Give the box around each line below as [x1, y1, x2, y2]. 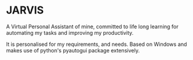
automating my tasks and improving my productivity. [6, 29, 134, 36]
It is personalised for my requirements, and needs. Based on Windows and [6, 41, 187, 48]
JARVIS [6, 4, 44, 17]
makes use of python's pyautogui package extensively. [6, 46, 140, 54]
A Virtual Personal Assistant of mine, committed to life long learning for [6, 23, 179, 30]
